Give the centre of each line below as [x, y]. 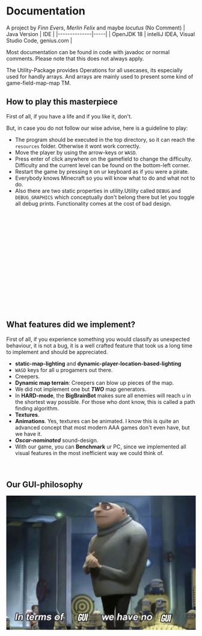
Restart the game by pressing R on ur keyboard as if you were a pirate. [102, 171]
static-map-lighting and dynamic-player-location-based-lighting [98, 363]
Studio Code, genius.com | [39, 40]
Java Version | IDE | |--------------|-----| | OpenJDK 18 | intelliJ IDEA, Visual [101, 34]
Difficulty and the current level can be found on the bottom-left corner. [103, 165]
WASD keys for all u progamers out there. [64, 370]
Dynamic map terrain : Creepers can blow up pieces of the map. [94, 382]
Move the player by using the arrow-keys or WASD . [76, 152]
